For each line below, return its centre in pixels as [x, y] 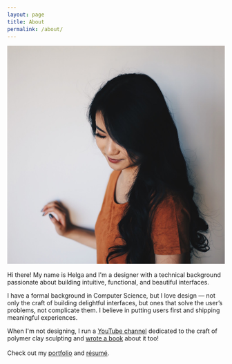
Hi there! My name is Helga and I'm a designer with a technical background [114, 275]
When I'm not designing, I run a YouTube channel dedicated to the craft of [112, 331]
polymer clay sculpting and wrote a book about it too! [83, 338]
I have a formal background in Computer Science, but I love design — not [112, 295]
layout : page [26, 15]
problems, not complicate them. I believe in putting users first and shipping [114, 310]
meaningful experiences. [42, 317]
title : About [26, 22]
